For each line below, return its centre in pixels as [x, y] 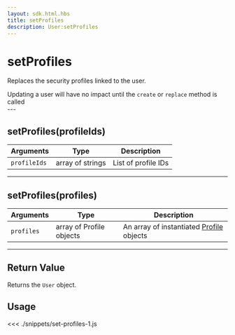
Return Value [36, 268]
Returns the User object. [42, 285]
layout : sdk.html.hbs [39, 14]
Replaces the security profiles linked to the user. [77, 81]
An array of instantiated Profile [173, 226]
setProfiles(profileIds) [57, 131]
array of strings [81, 163]
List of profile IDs [141, 163]
